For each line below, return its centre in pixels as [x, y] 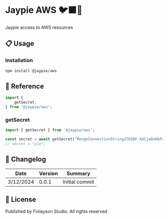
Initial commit [78, 182]
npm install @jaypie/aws [31, 71]
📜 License [21, 200]
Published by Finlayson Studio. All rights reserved [56, 212]
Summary [78, 173]
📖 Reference [24, 86]
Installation [19, 60]
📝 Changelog [26, 159]
